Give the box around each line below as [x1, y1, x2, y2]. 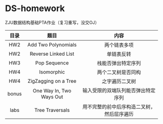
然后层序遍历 [104, 110, 134, 117]
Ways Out [41, 93, 63, 100]
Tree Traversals [34, 107, 70, 113]
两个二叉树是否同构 [97, 69, 141, 76]
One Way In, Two [33, 87, 71, 94]
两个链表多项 [104, 42, 134, 48]
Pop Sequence [35, 59, 69, 66]
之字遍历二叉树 [101, 78, 136, 85]
